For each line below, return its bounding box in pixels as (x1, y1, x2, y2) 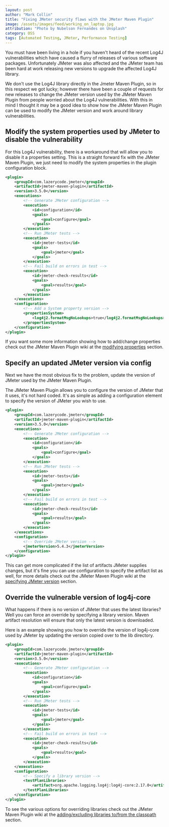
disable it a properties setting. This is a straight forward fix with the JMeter (5, 154, 160, 160)
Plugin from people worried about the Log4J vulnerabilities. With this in (5, 96, 153, 102)
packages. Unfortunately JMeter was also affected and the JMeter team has (5, 60, 163, 66)
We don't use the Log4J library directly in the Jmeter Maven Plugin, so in (5, 80, 156, 86)
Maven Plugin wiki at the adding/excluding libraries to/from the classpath (5, 811, 157, 817)
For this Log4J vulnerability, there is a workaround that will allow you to (5, 148, 153, 154)
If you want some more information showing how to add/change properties (5, 339, 161, 345)
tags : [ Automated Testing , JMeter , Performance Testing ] (5, 36, 127, 41)
